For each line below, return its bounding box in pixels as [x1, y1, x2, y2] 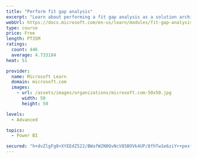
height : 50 [21, 101, 49, 107]
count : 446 [11, 47, 38, 53]
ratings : [6, 42, 28, 47]
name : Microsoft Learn [11, 74, 67, 80]
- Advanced [11, 116, 38, 123]
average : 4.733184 [11, 52, 57, 58]
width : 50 [21, 95, 46, 101]
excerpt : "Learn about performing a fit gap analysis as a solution [6, 14, 177, 20]
